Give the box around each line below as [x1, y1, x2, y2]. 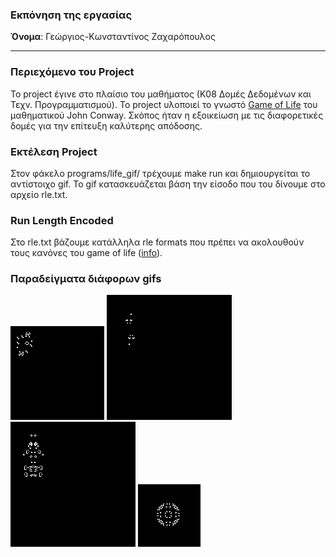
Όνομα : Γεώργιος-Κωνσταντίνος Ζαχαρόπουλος [10, 31, 216, 43]
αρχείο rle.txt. [10, 188, 68, 200]
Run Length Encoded [10, 213, 114, 227]
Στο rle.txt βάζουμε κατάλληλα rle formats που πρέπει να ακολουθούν [10, 236, 305, 248]
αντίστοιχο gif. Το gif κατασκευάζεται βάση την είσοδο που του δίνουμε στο [10, 178, 326, 190]
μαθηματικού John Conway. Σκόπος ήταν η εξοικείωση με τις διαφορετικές [10, 109, 324, 121]
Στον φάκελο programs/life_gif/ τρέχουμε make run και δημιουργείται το [10, 167, 311, 179]
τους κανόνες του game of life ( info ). [10, 247, 163, 259]
